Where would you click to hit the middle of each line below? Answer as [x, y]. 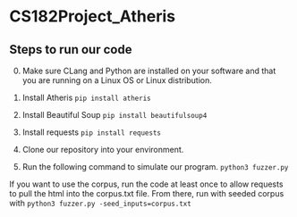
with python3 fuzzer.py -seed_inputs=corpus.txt [101, 203]
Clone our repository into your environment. [103, 150]
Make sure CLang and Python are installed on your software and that [149, 71]
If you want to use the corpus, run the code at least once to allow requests [146, 184]
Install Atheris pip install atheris [87, 97]
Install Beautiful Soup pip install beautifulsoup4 [115, 115]
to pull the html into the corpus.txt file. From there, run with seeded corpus [147, 193]
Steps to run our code [71, 50]
